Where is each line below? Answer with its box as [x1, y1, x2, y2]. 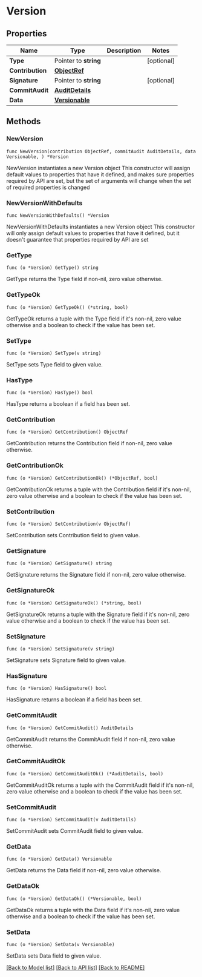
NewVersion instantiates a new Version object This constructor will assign [6, 164, 191, 171]
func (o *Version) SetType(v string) [6, 350, 102, 356]
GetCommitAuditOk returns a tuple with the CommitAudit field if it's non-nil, [6, 781, 195, 789]
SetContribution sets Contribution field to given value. [6, 532, 140, 539]
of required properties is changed [6, 184, 90, 191]
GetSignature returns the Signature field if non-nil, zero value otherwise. [6, 571, 186, 578]
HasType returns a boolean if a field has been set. [6, 400, 131, 408]
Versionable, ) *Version [6, 153, 69, 160]
